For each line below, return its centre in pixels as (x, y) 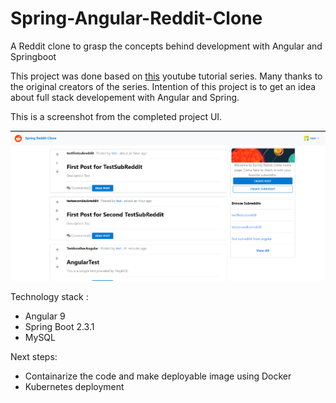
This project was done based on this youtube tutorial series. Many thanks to (166, 76)
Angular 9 (45, 316)
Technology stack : (49, 296)
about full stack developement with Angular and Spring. (125, 97)
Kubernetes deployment (74, 386)
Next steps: (34, 356)
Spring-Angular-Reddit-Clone (136, 18)
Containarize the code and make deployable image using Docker (158, 376)
